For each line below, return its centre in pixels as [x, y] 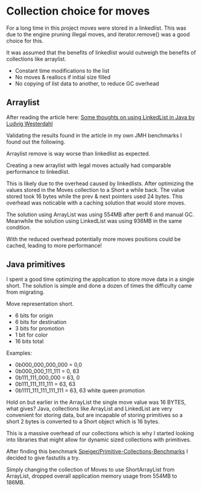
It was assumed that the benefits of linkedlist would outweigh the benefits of [101, 52]
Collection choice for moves [78, 11]
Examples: [19, 353]
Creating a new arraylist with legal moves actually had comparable [89, 165]
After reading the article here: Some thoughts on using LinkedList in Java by [100, 117]
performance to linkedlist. [38, 171]
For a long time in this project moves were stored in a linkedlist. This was [96, 28]
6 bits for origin [34, 315]
